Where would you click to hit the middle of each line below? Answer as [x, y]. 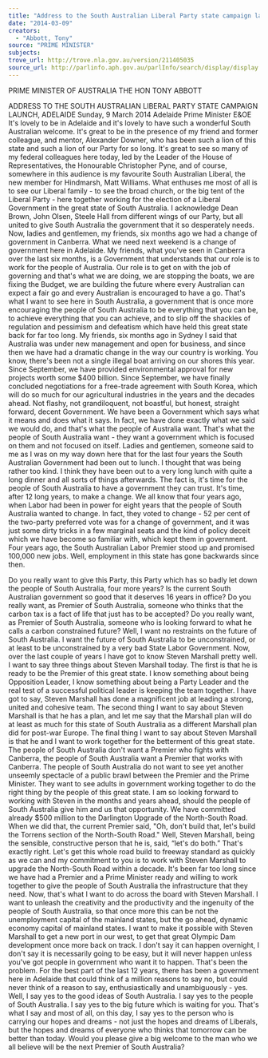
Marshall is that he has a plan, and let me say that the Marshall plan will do [130, 715]
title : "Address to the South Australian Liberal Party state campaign [130, 16]
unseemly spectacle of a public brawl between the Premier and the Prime [129, 775]
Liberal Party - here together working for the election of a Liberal [114, 199]
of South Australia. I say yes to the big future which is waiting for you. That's [134, 1004]
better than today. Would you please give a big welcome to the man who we [133, 1038]
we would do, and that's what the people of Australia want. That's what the [132, 428]
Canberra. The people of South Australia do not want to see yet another [126, 766]
